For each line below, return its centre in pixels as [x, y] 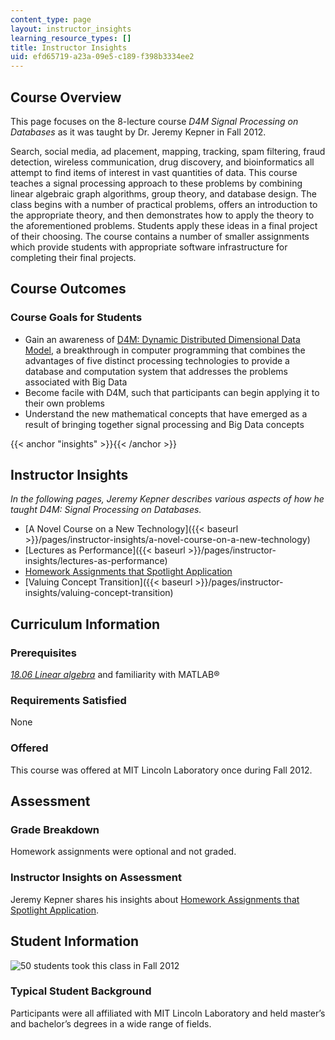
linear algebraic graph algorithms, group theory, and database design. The [163, 193]
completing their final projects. [73, 257]
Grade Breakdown [55, 830]
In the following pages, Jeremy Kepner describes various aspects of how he [167, 499]
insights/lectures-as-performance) [96, 561]
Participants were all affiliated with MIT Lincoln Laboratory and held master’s [168, 1013]
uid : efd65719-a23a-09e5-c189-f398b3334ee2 [102, 57]
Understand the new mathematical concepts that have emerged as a [166, 413]
